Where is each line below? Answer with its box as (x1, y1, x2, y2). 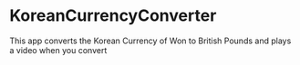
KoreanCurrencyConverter (9, 5, 217, 26)
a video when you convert (9, 44, 108, 55)
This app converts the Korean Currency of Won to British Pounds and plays (9, 35, 292, 46)
